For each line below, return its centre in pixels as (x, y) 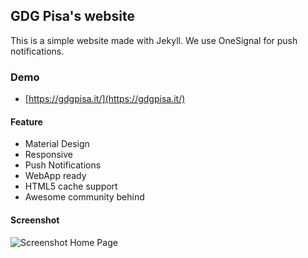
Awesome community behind (84, 197)
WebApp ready (55, 176)
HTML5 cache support (71, 186)
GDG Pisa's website (72, 16)
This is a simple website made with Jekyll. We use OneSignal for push (154, 40)
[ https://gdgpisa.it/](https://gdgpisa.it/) (105, 99)
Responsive (48, 155)
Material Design (57, 144)
